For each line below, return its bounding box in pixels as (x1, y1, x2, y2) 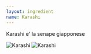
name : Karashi (6, 14, 41, 20)
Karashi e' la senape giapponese (6, 30, 85, 37)
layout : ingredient (6, 8, 54, 15)
